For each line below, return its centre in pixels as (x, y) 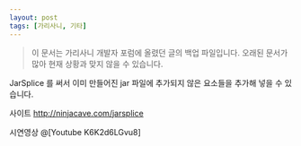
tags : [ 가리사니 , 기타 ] (48, 26)
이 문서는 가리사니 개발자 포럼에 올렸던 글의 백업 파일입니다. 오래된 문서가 (159, 52)
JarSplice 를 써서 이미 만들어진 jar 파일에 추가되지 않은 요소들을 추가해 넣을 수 (146, 82)
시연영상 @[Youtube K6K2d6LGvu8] (75, 132)
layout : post (34, 17)
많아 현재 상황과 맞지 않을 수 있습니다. (97, 64)
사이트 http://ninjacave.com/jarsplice (76, 113)
